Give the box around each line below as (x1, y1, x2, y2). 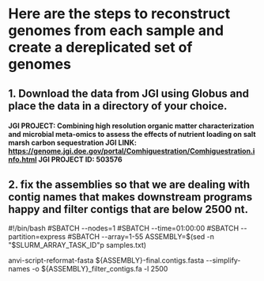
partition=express (8, 231, 66, 241)
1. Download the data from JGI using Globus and (8, 86, 249, 100)
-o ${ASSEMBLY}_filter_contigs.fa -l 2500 (31, 264, 168, 273)
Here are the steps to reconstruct (8, 5, 231, 23)
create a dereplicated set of (8, 39, 193, 56)
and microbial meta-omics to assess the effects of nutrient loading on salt (8, 130, 256, 139)
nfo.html (8, 155, 37, 165)
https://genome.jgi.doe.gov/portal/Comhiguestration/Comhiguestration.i (8, 146, 255, 156)
